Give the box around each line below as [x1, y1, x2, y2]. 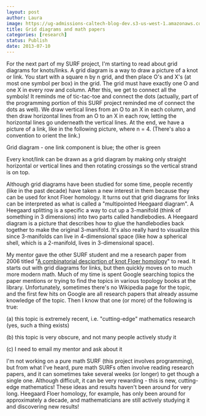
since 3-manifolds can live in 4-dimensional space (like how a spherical [6, 233, 188, 240]
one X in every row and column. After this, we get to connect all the [6, 86, 177, 93]
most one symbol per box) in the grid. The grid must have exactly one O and [6, 79, 199, 87]
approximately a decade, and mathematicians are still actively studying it [6, 396, 190, 404]
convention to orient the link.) [6, 131, 81, 139]
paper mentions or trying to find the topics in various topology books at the [6, 277, 196, 284]
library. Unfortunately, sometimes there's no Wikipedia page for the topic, [6, 283, 192, 291]
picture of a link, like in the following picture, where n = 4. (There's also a [6, 125, 191, 133]
